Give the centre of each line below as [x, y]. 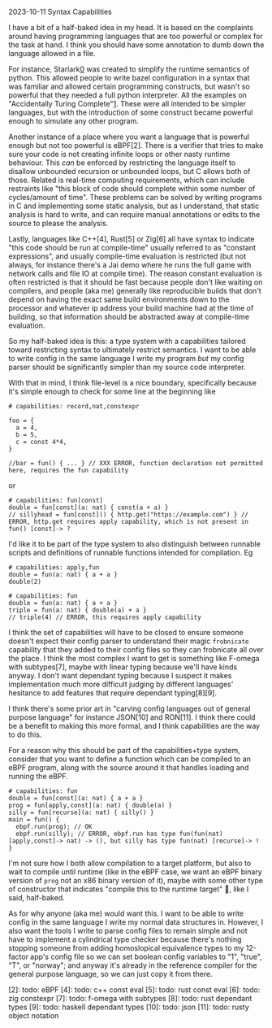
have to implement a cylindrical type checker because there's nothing [125, 939]
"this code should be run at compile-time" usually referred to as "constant [132, 248]
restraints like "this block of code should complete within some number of [132, 189]
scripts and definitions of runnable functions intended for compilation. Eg [131, 553]
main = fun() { [34, 820]
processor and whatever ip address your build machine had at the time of [131, 308]
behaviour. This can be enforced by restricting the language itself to [122, 163]
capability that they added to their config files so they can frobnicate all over [136, 649]
